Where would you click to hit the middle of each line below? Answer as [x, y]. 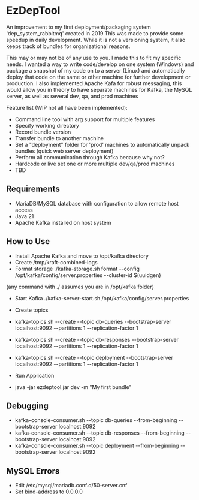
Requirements [33, 189]
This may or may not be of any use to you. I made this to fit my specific [94, 58]
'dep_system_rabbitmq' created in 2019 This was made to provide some [95, 33]
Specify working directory [47, 125]
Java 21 [24, 216]
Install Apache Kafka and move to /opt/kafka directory [82, 256]
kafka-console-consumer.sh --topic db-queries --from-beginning [96, 420]
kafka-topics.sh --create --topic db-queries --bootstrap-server [93, 321]
